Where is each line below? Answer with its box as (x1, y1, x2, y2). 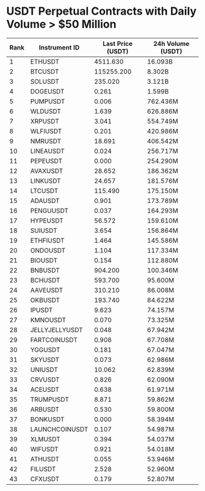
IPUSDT (30, 306, 53, 314)
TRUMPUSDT (30, 395, 69, 404)
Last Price (103, 39, 133, 48)
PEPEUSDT (30, 157, 63, 165)
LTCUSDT (30, 186, 59, 195)
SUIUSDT (30, 226, 58, 235)
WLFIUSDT (30, 127, 62, 135)
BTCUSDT (30, 67, 59, 76)
